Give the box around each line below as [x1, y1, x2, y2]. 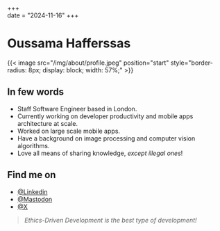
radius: [7, 65, 27, 74]
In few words [7, 86, 65, 98]
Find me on [7, 169, 56, 181]
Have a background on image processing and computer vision [17, 134, 196, 143]
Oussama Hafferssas [7, 35, 131, 51]
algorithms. [17, 141, 50, 150]
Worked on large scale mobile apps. [17, 127, 120, 135]
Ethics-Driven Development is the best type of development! [24, 216, 197, 224]
